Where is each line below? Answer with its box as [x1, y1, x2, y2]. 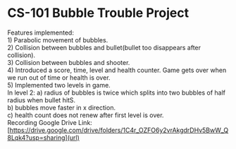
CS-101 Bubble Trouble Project [7, 5, 189, 21]
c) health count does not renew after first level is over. [7, 111, 164, 119]
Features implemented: [7, 28, 74, 37]
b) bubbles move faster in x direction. [7, 103, 116, 112]
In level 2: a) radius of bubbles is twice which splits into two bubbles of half [7, 88, 225, 97]
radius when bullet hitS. [7, 95, 76, 104]
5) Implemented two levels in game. [7, 81, 111, 89]
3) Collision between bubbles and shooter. [7, 58, 130, 66]
